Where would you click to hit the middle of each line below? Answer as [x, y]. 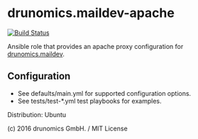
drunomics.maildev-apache [91, 13]
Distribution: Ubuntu [37, 114]
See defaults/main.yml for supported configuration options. [104, 93]
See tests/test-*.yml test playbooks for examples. [89, 101]
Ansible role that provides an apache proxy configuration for [95, 46]
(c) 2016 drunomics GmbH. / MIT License [67, 128]
